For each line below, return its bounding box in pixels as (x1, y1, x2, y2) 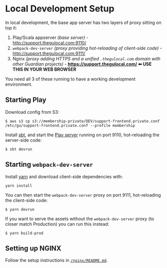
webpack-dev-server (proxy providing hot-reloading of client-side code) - (12, 45, 162, 51)
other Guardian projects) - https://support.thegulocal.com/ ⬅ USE (12, 61, 152, 67)
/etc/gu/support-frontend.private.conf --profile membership (5, 123, 135, 128)
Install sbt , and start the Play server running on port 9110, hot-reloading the (5, 132, 160, 138)
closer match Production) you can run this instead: (5, 221, 109, 227)
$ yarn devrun (5, 207, 35, 212)
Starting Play (5, 96, 46, 104)
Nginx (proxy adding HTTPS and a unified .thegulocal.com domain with (12, 55, 161, 61)
